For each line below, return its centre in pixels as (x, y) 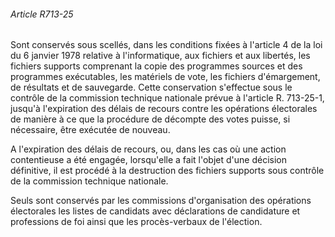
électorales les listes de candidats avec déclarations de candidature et (155, 211)
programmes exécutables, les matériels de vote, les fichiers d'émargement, (165, 77)
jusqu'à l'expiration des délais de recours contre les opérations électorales (164, 109)
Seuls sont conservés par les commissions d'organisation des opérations (161, 201)
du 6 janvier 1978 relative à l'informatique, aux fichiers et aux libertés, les (160, 56)
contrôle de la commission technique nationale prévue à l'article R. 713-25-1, (167, 98)
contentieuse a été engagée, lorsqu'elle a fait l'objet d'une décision (148, 160)
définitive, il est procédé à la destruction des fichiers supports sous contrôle (167, 171)
